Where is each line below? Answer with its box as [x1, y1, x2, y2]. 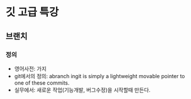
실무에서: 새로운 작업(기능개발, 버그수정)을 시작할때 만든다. [14, 86, 150, 93]
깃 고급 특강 [5, 5, 59, 19]
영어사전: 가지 [14, 65, 47, 72]
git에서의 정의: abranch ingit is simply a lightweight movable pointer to [14, 72, 186, 79]
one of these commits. [14, 79, 70, 86]
